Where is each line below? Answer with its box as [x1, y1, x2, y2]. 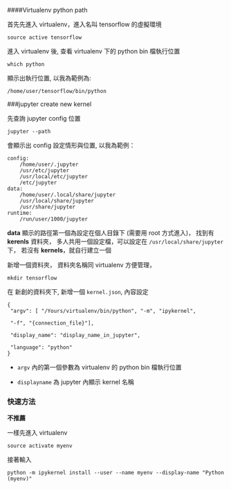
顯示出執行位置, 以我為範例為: [7, 74, 92, 82]
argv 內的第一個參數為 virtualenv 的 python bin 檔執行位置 [17, 363, 182, 371]
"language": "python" [10, 344, 73, 351]
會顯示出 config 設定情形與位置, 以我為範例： [7, 141, 136, 149]
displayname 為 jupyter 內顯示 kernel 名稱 [17, 378, 134, 386]
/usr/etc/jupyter [19, 167, 70, 174]
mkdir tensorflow [7, 275, 57, 282]
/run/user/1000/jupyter [19, 216, 89, 223]
